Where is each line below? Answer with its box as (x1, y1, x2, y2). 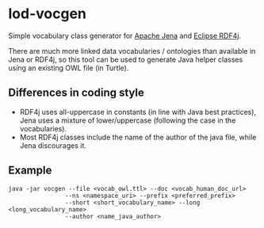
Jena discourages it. (19, 140, 87, 150)
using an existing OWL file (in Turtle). (8, 63, 129, 72)
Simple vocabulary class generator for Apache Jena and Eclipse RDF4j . (8, 31, 242, 40)
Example (8, 164, 52, 177)
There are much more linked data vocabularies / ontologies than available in (8, 46, 256, 55)
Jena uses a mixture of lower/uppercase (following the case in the (19, 116, 236, 125)
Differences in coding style (8, 86, 145, 100)
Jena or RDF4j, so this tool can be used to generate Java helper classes (8, 55, 243, 64)
